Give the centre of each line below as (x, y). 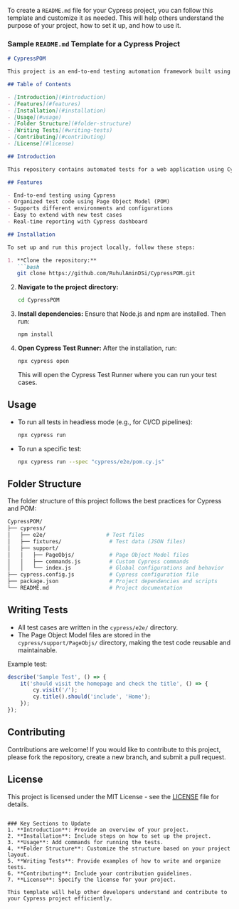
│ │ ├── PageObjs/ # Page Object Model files (99, 555)
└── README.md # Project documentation (95, 588)
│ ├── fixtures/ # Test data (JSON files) (97, 541)
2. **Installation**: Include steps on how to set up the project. (110, 836)
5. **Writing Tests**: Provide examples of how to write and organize (114, 861)
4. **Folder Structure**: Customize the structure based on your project (119, 848)
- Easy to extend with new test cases (65, 215)
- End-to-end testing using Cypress (62, 195)
